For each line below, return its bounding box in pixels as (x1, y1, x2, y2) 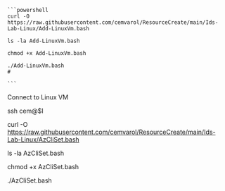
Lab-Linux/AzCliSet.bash (7, 135, 79, 144)
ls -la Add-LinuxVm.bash (7, 37, 80, 44)
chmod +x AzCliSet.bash (7, 163, 79, 171)
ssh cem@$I (7, 106, 44, 115)
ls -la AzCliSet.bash (7, 149, 65, 157)
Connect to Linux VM (7, 93, 69, 101)
